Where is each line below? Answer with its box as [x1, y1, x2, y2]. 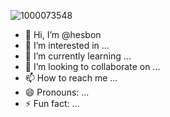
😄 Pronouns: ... [24, 86, 90, 98]
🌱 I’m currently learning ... [24, 50, 132, 62]
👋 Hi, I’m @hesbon [24, 29, 102, 40]
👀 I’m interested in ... [24, 40, 110, 51]
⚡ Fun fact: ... [24, 98, 80, 109]
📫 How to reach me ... [24, 72, 118, 84]
